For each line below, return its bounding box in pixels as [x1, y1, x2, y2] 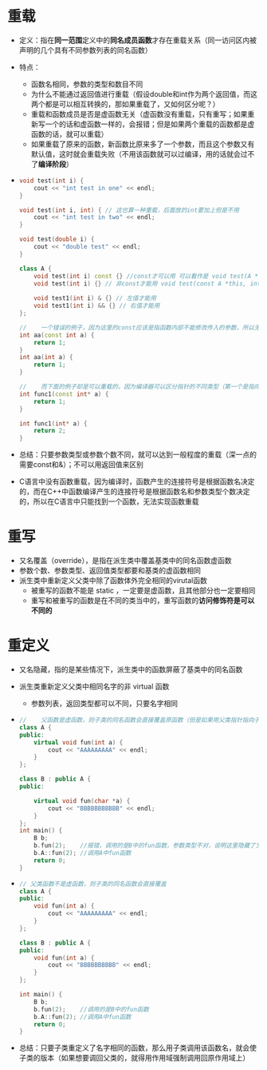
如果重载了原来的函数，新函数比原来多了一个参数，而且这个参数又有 [30, 139, 255, 149]
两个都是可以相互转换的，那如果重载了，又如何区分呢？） [30, 99, 220, 109]
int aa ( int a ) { [18, 353, 73, 361]
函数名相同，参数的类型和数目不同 [30, 79, 143, 89]
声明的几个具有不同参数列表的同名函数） [18, 45, 152, 54]
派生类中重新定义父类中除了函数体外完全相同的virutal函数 [18, 576, 208, 585]
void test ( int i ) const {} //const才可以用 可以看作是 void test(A [33, 272, 252, 280]
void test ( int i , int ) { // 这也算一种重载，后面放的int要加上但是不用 [18, 206, 240, 214]
